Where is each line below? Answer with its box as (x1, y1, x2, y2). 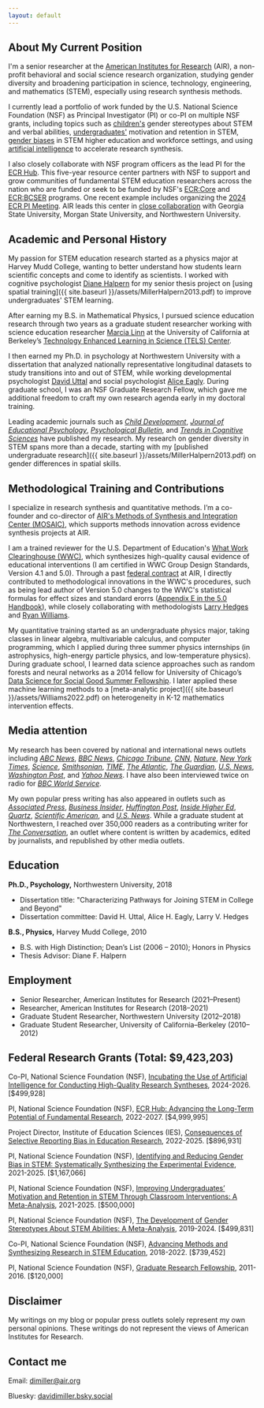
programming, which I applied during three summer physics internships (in (8, 643, 251, 652)
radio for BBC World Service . (8, 779, 102, 788)
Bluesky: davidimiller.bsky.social (8, 1391, 113, 1400)
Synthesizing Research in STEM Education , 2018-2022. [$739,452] (8, 1248, 226, 1257)
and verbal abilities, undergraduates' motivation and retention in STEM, (8, 127, 239, 137)
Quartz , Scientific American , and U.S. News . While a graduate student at (8, 810, 244, 820)
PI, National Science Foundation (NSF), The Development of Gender (8, 1215, 229, 1225)
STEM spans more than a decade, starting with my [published (8, 442, 209, 452)
